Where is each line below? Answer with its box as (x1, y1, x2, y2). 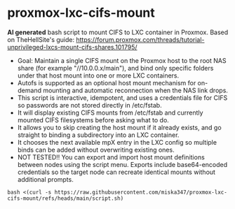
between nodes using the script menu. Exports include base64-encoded (17, 160, 228, 168)
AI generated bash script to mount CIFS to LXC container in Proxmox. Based (7, 28, 229, 36)
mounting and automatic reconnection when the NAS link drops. (43, 86, 228, 94)
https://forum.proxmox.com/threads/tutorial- (76, 35, 205, 43)
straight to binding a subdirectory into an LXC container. (17, 131, 180, 139)
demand (17, 86, 42, 94)
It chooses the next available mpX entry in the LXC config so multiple (17, 138, 217, 146)
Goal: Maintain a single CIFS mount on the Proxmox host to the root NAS (17, 56, 227, 64)
